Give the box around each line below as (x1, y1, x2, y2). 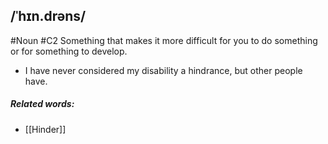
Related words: (10, 98, 75, 110)
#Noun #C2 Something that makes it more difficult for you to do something (10, 34, 318, 46)
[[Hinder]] (24, 123, 67, 135)
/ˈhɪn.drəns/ (10, 8, 87, 25)
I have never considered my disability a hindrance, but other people (24, 64, 303, 76)
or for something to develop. (10, 45, 128, 57)
